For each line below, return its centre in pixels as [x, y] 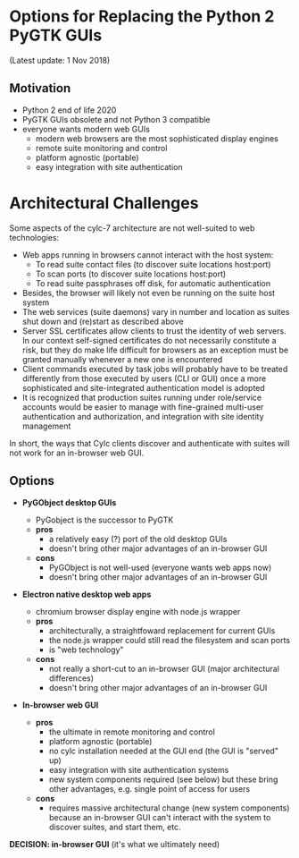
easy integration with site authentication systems [139, 769]
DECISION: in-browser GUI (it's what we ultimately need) [115, 844]
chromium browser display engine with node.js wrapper [138, 611]
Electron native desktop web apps [87, 594]
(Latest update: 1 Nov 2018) [60, 60]
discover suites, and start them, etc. [115, 827]
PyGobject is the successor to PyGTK [104, 520]
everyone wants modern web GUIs [86, 129]
